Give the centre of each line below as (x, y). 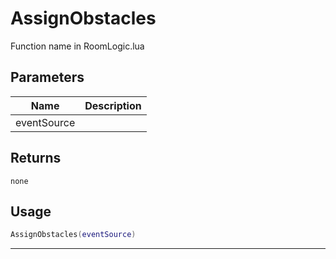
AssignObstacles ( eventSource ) (73, 235)
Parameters (47, 77)
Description (113, 105)
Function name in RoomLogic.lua (77, 46)
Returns (36, 158)
